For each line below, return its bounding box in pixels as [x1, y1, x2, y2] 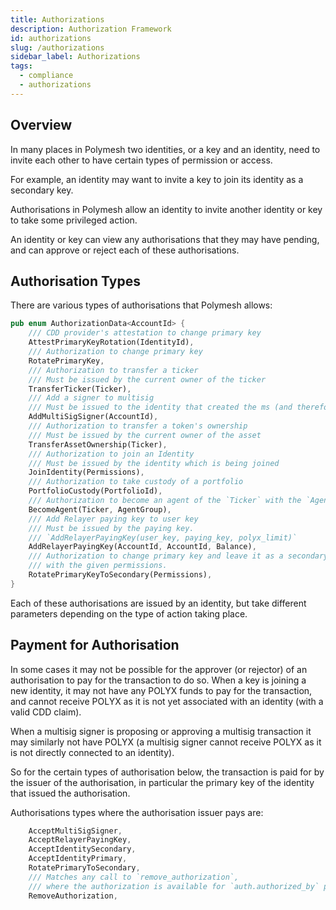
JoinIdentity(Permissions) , [28, 467, 145, 478]
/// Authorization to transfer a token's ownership [28, 421, 248, 431]
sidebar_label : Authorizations [10, 52, 141, 62]
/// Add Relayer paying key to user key [28, 514, 199, 524]
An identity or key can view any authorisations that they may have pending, [10, 233, 320, 245]
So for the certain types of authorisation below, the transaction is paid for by [10, 766, 325, 778]
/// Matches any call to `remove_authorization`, [28, 872, 240, 882]
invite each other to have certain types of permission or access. [10, 154, 273, 166]
